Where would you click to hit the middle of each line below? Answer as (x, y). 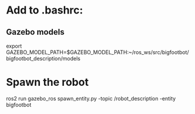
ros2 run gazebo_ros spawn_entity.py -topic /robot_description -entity (91, 98)
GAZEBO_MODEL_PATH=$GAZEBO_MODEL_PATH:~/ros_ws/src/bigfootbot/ (97, 52)
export (14, 46)
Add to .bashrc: (45, 10)
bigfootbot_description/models (43, 58)
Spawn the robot (48, 82)
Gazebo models (35, 32)
